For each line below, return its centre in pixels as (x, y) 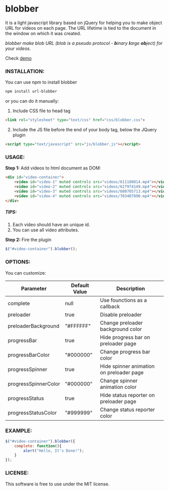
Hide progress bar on (125, 337)
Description (131, 288)
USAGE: (15, 157)
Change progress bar (125, 352)
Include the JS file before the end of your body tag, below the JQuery (84, 129)
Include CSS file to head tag (41, 111)
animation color (118, 387)
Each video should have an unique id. (51, 225)
